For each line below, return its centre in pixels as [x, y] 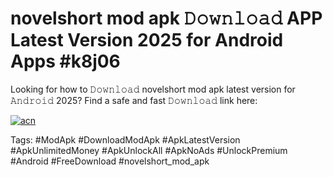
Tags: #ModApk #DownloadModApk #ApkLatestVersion [125, 139]
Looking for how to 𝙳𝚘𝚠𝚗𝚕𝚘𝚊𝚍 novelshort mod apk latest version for [153, 89]
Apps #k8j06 [65, 61]
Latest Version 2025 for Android [147, 40]
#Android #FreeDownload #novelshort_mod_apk [110, 161]
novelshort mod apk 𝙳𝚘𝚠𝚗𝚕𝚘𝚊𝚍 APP [166, 18]
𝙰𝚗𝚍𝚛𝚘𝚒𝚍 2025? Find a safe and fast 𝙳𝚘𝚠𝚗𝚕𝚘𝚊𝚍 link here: [134, 100]
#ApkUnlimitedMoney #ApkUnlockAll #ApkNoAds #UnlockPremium [149, 150]
